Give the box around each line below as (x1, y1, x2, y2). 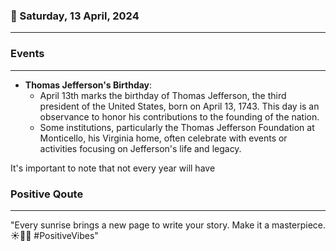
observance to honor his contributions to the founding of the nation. (39, 110, 320, 123)
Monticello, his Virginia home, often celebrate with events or (39, 132, 288, 144)
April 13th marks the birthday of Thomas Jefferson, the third (39, 89, 287, 101)
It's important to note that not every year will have (10, 162, 216, 174)
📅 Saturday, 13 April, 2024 (10, 9, 140, 23)
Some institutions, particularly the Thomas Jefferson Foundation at (39, 121, 315, 133)
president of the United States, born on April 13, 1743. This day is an (39, 100, 320, 112)
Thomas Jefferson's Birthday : (24, 79, 153, 91)
